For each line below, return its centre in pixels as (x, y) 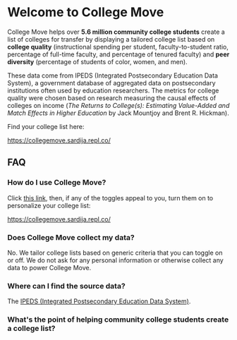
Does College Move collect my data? (71, 237)
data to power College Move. (49, 267)
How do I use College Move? (57, 183)
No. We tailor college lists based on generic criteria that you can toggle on (115, 253)
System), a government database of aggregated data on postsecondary (112, 83)
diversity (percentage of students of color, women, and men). (98, 61)
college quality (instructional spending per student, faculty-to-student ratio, (118, 47)
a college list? (31, 329)
